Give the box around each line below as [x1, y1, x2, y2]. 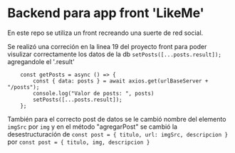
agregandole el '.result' [7, 57, 75, 65]
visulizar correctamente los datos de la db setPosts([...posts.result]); [7, 50, 222, 58]
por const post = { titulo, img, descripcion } [7, 137, 150, 146]
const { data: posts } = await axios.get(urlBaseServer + [33, 77, 209, 85]
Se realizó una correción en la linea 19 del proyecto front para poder [7, 42, 207, 51]
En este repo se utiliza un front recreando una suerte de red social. [7, 28, 204, 37]
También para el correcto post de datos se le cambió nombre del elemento [7, 115, 226, 123]
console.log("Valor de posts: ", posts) [33, 90, 155, 97]
